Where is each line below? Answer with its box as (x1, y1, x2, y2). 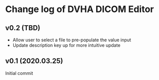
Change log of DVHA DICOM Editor (5, 4, 154, 15)
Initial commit (5, 70, 33, 76)
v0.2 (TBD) (5, 24, 41, 32)
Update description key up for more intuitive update (12, 42, 121, 48)
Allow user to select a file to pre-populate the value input (12, 37, 132, 43)
